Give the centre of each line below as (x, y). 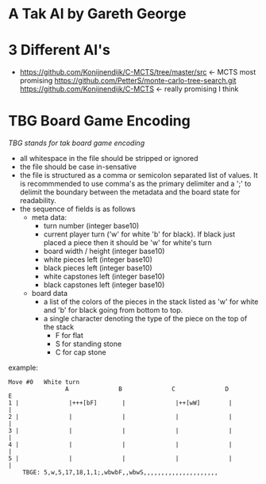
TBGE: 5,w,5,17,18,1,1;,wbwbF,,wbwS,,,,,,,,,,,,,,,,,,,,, (120, 473)
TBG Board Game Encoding (99, 121)
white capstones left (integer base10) (104, 277)
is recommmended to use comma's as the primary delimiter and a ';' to (135, 184)
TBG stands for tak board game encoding (77, 143)
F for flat (69, 336)
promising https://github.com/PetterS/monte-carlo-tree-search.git (128, 81)
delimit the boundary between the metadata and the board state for (130, 192)
